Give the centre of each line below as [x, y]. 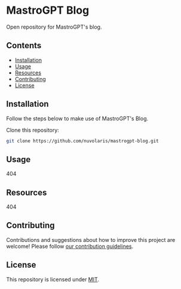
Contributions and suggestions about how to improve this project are [91, 240]
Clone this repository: [33, 130]
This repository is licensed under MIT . [53, 279]
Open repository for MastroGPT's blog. [54, 27]
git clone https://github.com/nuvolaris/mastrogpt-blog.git [83, 141]
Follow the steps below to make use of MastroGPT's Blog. [77, 118]
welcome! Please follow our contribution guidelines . [70, 246]
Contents [24, 46]
